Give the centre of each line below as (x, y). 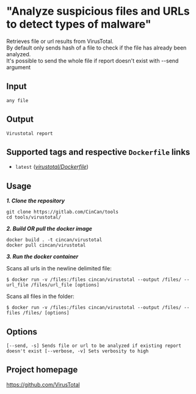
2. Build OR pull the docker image (49, 229)
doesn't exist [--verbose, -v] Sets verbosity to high (78, 351)
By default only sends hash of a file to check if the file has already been (96, 48)
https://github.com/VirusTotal (43, 384)
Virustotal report (30, 133)
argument (19, 67)
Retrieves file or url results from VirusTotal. (60, 41)
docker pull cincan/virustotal (46, 245)
